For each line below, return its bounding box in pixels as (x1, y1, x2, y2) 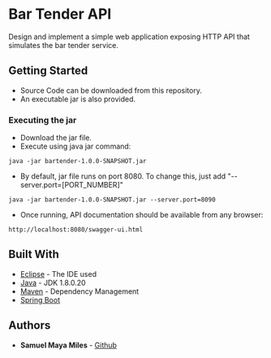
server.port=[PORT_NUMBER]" (19, 180, 124, 190)
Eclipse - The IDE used (19, 269, 97, 278)
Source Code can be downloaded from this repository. (19, 85, 203, 95)
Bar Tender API (8, 5, 112, 24)
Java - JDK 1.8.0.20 (19, 278, 87, 287)
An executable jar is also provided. (19, 94, 136, 104)
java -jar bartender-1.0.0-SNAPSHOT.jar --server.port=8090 (8, 196, 217, 204)
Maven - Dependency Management (19, 286, 140, 296)
